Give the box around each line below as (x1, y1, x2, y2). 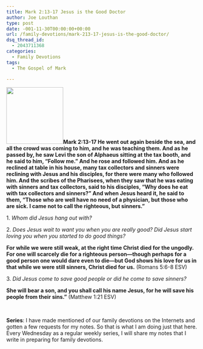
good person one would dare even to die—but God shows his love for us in (6, 257, 197, 264)
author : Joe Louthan (6, 15, 59, 21)
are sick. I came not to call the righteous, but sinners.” (6, 203, 145, 210)
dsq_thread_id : (6, 37, 45, 43)
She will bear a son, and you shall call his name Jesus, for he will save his (6, 287, 194, 294)
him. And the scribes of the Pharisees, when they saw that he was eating (6, 177, 193, 184)
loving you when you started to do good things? (6, 232, 126, 240)
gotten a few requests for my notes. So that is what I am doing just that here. (6, 323, 198, 330)
